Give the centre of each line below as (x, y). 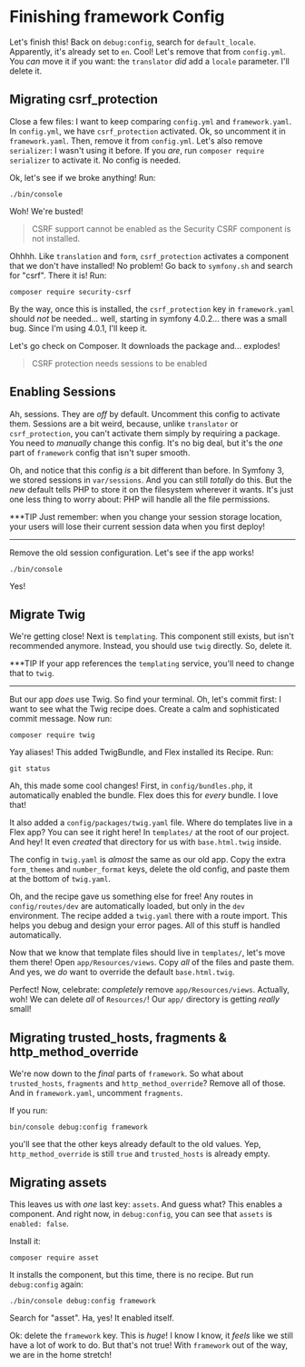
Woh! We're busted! (46, 211)
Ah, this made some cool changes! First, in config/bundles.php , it (131, 786)
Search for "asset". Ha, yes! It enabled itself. (92, 1318)
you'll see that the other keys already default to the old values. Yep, (135, 1144)
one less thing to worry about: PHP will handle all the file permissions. (140, 499)
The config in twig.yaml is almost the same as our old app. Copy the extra (148, 860)
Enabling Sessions (63, 392)
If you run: (29, 1111)
